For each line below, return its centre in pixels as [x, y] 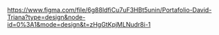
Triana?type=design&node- [46, 17]
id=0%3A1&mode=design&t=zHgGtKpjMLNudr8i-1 [79, 24]
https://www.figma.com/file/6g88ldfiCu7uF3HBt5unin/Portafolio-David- [109, 10]
